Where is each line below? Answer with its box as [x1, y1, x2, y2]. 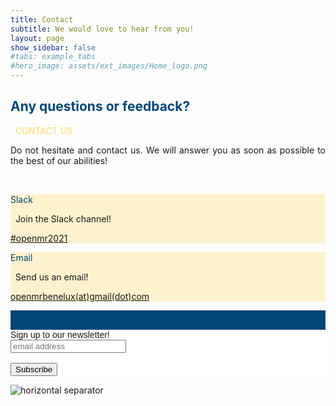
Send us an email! [14, 271, 89, 283]
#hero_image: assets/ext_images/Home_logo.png [10, 61, 208, 71]
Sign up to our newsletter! [10, 329, 110, 340]
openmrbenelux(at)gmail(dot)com [10, 290, 150, 302]
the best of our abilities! [10, 154, 108, 166]
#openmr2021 [10, 232, 68, 244]
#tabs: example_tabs [10, 52, 97, 62]
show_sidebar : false [10, 42, 97, 53]
